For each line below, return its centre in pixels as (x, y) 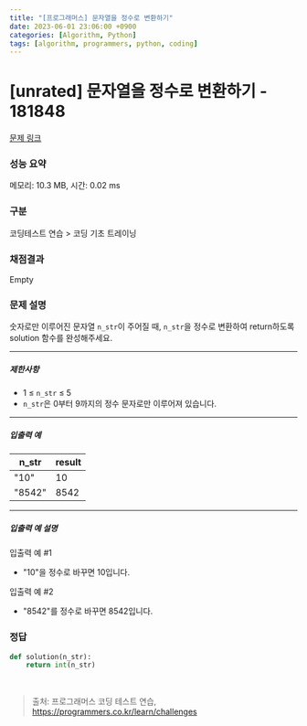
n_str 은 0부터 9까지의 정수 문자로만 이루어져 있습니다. (120, 404)
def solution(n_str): (51, 657)
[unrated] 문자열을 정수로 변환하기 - (138, 91)
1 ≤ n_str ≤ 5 (47, 393)
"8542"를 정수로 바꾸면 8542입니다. (88, 611)
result (69, 463)
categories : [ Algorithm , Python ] (73, 35)
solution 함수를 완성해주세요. (61, 338)
